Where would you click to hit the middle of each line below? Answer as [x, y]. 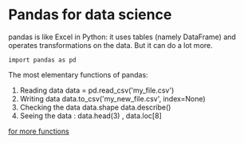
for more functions [39, 131]
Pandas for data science [90, 15]
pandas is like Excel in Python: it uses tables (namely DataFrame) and [122, 37]
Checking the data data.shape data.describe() [95, 107]
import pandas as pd [43, 60]
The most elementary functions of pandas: [79, 74]
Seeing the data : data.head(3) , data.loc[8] [91, 115]
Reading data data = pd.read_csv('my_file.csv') [97, 90]
